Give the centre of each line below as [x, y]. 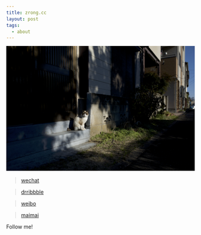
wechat [30, 180]
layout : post [22, 19]
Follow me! [19, 227]
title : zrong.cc [26, 13]
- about [21, 32]
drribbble [32, 192]
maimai [30, 215]
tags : [13, 25]
